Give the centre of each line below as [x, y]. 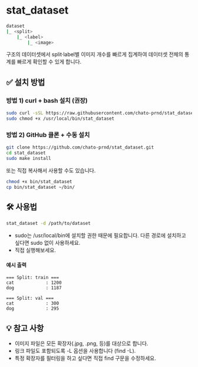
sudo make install [29, 158]
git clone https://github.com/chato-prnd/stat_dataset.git [80, 148]
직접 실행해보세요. [35, 250]
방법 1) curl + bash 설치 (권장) [47, 100]
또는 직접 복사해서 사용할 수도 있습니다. [51, 170]
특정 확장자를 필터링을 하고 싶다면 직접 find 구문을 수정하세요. [85, 358]
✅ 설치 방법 [26, 82]
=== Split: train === [33, 278]
